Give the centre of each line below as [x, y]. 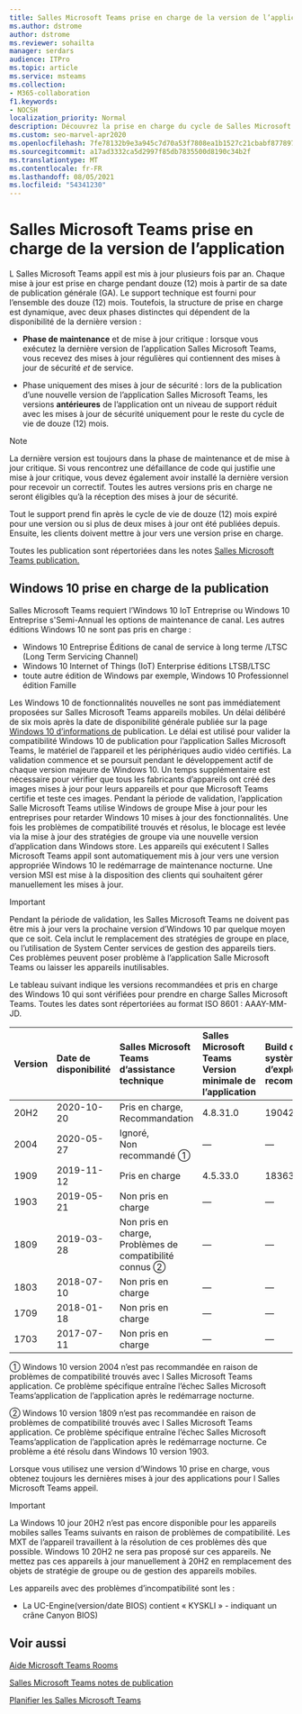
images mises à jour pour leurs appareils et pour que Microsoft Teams [139, 788]
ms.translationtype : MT [54, 160]
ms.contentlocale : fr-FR [56, 168]
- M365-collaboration [50, 93]
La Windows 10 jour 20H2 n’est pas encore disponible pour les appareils [143, 1522]
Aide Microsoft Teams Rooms [64, 1665]
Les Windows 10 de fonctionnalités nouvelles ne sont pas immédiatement [145, 703]
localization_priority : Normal [68, 118]
